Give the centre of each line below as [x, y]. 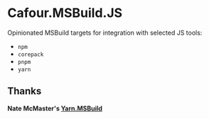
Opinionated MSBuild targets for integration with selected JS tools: [105, 33]
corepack [31, 55]
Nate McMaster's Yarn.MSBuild [55, 108]
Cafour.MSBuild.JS [65, 13]
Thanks [25, 91]
